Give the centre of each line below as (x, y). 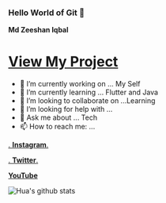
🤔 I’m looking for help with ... (66, 109)
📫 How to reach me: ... (57, 127)
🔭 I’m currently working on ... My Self (80, 84)
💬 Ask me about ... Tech (58, 117)
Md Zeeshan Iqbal (38, 30)
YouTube (23, 176)
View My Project (63, 62)
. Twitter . (23, 160)
